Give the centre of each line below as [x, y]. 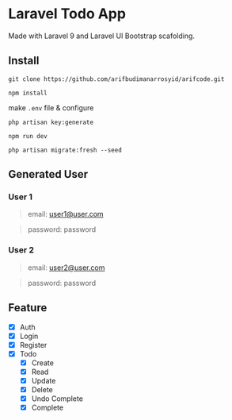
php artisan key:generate [51, 122]
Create [42, 363]
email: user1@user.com [66, 214]
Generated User [48, 174]
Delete [42, 389]
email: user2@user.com [66, 268]
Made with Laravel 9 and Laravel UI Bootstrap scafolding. [102, 36]
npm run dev [28, 136]
